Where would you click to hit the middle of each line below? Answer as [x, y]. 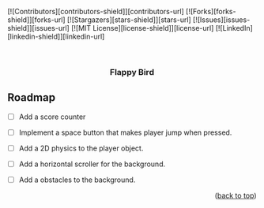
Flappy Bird [132, 72]
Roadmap [32, 98]
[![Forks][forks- [211, 11]
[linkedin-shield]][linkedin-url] [56, 36]
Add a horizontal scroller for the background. [92, 164]
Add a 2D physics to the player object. [81, 148]
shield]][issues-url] [39, 28]
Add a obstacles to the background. [77, 180]
